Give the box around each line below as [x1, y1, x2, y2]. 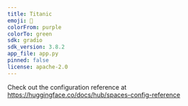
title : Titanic [7, 10, 52, 18]
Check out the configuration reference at [7, 83, 127, 91]
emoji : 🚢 [7, 17, 33, 24]
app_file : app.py [7, 51, 59, 58]
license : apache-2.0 [7, 63, 69, 70]
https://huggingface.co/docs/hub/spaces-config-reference [7, 90, 181, 99]
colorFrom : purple [7, 23, 62, 31]
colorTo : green [7, 30, 52, 38]
